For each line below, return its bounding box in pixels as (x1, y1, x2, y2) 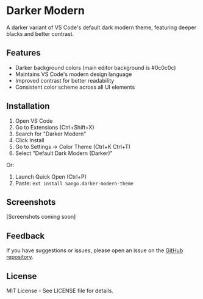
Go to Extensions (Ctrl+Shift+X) (15, 123, 94, 131)
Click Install (15, 136, 45, 143)
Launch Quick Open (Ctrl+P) (15, 173, 87, 180)
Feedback (6, 230, 45, 241)
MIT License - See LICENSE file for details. (6, 287, 114, 294)
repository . (6, 253, 34, 261)
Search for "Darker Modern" (15, 130, 87, 137)
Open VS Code (15, 117, 53, 125)
